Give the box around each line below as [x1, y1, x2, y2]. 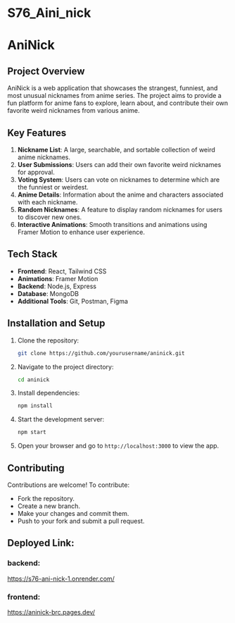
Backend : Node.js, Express [17, 282, 97, 290]
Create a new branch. [17, 502, 81, 510]
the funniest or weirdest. [17, 183, 89, 191]
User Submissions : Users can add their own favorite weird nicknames [17, 161, 222, 168]
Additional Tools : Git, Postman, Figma [17, 297, 129, 305]
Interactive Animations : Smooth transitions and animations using [17, 221, 208, 228]
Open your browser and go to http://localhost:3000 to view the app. [17, 442, 220, 450]
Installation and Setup [7, 317, 106, 329]
